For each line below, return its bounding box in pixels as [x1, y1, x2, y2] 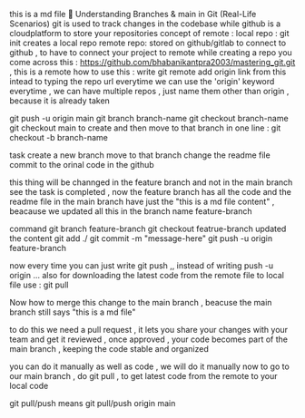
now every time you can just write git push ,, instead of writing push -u [9, 260, 274, 271]
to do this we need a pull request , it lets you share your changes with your [9, 325, 289, 335]
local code [9, 381, 49, 391]
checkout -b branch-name [9, 132, 109, 142]
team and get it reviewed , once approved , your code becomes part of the [9, 334, 289, 345]
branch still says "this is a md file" [9, 306, 136, 317]
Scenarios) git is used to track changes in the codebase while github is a [9, 18, 281, 29]
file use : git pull [9, 279, 69, 290]
